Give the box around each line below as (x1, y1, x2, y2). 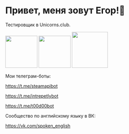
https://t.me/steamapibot (5, 83, 58, 89)
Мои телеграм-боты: (5, 73, 51, 79)
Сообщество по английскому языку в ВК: (5, 112, 96, 119)
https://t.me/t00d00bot (5, 103, 54, 109)
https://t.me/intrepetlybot (5, 92, 59, 99)
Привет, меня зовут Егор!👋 (5, 5, 125, 16)
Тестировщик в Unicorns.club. (5, 22, 71, 28)
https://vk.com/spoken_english (5, 123, 71, 129)
